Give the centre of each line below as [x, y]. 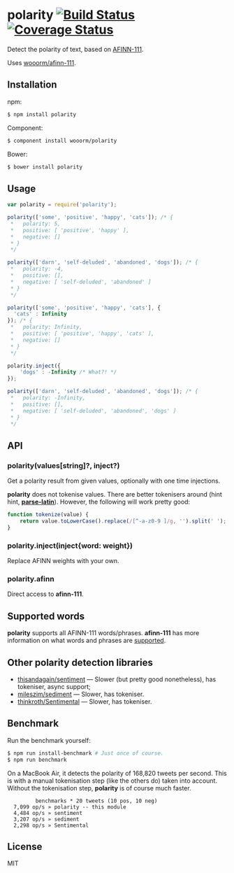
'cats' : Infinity [41, 314]
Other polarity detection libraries [80, 662]
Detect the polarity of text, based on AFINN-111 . [75, 49]
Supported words [46, 616]
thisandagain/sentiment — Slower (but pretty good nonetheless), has [117, 679]
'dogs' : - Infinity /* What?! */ [68, 372]
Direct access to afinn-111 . [45, 594]
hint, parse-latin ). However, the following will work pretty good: [99, 502]
